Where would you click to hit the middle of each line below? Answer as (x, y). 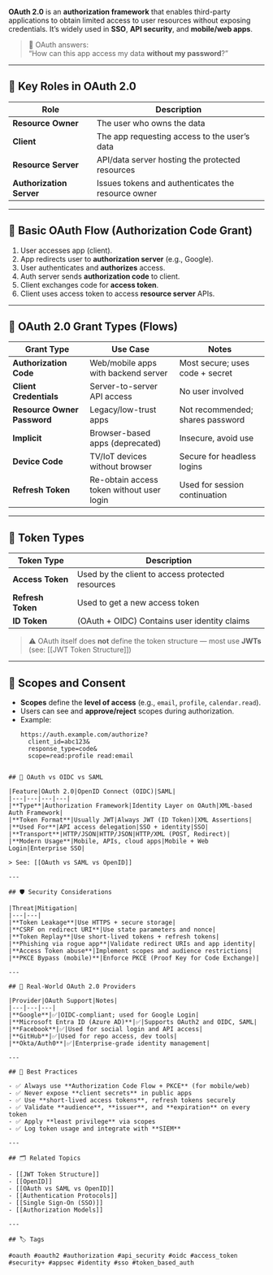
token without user (125, 490)
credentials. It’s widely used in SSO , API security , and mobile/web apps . (131, 29)
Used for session (212, 485)
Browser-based (120, 433)
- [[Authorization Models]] (56, 1210)
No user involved (212, 392)
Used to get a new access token (138, 603)
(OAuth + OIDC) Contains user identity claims (163, 621)
